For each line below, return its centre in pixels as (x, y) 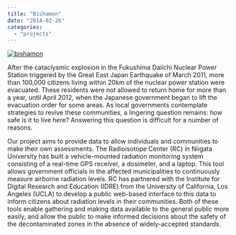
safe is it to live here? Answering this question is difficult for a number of (113, 120)
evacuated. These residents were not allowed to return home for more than (117, 90)
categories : (25, 27)
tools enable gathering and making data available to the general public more (118, 209)
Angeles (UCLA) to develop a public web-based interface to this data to (112, 194)
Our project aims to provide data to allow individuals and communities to (113, 142)
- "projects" (33, 34)
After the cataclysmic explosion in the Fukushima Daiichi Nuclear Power (112, 67)
